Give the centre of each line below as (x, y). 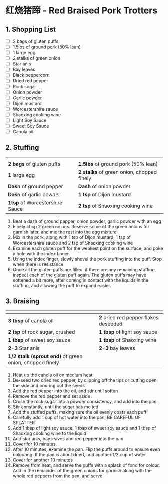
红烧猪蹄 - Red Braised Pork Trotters (82, 10)
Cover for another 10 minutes (43, 460)
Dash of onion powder (104, 186)
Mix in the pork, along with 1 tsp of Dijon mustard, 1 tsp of (72, 237)
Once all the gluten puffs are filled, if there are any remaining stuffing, (84, 269)
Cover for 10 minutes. (35, 444)
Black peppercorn (31, 75)
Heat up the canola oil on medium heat (53, 375)
